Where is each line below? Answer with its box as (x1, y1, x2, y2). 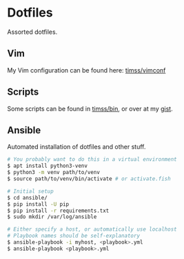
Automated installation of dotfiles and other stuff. (7, 143, 146, 151)
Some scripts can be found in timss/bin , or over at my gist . (7, 104, 174, 113)
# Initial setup (7, 188, 54, 195)
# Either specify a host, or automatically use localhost (7, 226, 177, 233)
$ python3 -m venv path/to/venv (7, 169, 100, 176)
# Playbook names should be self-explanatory (7, 233, 140, 240)
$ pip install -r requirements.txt (7, 207, 110, 214)
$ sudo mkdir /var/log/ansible (7, 213, 97, 220)
